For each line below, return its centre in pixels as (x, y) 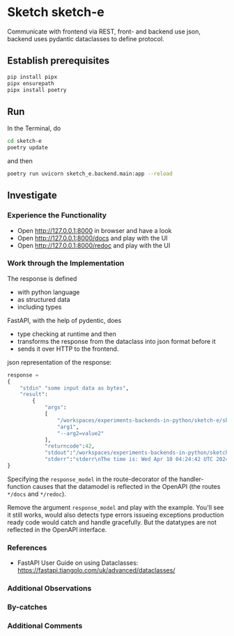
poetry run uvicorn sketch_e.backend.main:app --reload (90, 174)
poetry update (28, 148)
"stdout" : (58, 453)
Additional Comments (45, 626)
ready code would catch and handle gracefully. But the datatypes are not (112, 522)
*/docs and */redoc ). (37, 494)
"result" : (34, 395)
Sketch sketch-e (56, 12)
